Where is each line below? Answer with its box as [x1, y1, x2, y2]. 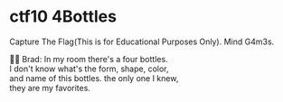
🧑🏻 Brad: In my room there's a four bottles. [9, 53, 169, 64]
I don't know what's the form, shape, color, [9, 63, 169, 74]
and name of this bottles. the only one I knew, [9, 72, 179, 83]
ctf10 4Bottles [9, 6, 118, 27]
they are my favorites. [9, 82, 90, 93]
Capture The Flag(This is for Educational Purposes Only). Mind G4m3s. [9, 36, 275, 47]
